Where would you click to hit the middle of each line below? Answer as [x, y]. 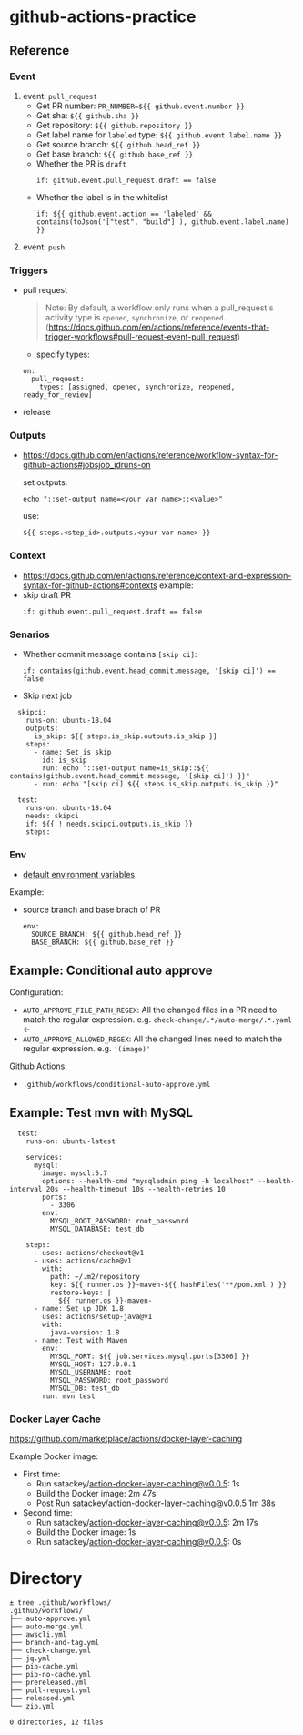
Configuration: [36, 992]
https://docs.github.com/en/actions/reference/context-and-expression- [157, 575]
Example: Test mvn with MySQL [101, 1112]
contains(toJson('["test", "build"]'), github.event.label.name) [162, 222]
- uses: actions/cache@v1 [82, 1261]
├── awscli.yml [38, 1635]
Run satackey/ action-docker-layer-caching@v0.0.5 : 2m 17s [147, 1523]
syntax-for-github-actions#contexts [90, 585]
